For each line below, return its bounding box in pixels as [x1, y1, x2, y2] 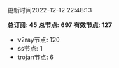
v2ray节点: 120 [17, 35, 61, 44]
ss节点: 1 [17, 44, 43, 52]
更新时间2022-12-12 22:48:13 [7, 6, 92, 14]
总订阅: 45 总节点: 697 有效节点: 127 [7, 21, 113, 29]
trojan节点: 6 [17, 53, 54, 61]
